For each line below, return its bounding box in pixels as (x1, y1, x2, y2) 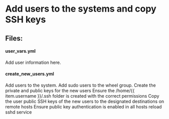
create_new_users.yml (5, 71, 54, 77)
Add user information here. (5, 59, 62, 65)
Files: (5, 34, 23, 43)
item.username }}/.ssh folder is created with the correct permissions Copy (5, 93, 160, 99)
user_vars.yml (5, 48, 36, 54)
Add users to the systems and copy (5, 3, 156, 15)
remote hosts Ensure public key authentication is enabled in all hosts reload (5, 103, 162, 109)
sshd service (5, 109, 32, 115)
